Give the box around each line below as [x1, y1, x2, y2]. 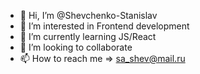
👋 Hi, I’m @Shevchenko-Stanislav [19, 10, 158, 21]
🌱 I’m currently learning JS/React [19, 31, 157, 42]
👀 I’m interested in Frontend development [19, 20, 190, 32]
